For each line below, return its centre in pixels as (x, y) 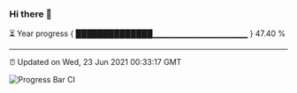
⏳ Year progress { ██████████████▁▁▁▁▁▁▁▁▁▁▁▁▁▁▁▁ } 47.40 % (148, 33)
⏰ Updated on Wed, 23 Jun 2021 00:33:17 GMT (95, 62)
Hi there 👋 (31, 14)
